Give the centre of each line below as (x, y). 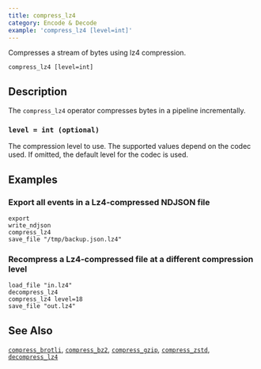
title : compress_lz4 (42, 15)
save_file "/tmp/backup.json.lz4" (65, 240)
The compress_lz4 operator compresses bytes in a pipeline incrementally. (127, 111)
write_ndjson (30, 226)
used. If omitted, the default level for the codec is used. (98, 154)
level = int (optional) (54, 130)
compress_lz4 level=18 (45, 299)
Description (38, 91)
